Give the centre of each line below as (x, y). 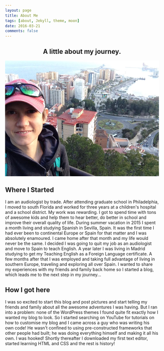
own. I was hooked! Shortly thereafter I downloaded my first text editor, (76, 338)
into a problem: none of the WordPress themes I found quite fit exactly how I (82, 312)
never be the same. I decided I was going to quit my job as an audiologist (79, 243)
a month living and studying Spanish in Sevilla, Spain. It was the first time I (80, 228)
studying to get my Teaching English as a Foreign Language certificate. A (79, 254)
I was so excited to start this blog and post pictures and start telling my (76, 302)
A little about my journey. (82, 51)
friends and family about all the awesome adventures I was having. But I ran (81, 307)
